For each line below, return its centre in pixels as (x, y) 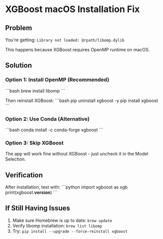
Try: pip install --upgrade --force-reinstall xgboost (70, 231)
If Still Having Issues (38, 208)
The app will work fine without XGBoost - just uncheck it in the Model (77, 154)
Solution (19, 66)
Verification (24, 175)
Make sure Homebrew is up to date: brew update (62, 220)
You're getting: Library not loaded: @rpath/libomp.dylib (65, 40)
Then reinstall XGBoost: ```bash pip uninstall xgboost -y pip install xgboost (82, 100)
